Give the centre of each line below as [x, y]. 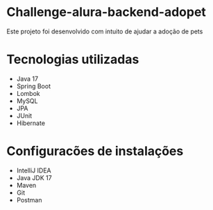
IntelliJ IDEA [34, 170]
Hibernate [31, 123]
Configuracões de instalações [95, 151]
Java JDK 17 [34, 177]
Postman [29, 200]
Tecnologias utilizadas [73, 59]
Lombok [28, 93]
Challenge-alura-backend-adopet [106, 12]
